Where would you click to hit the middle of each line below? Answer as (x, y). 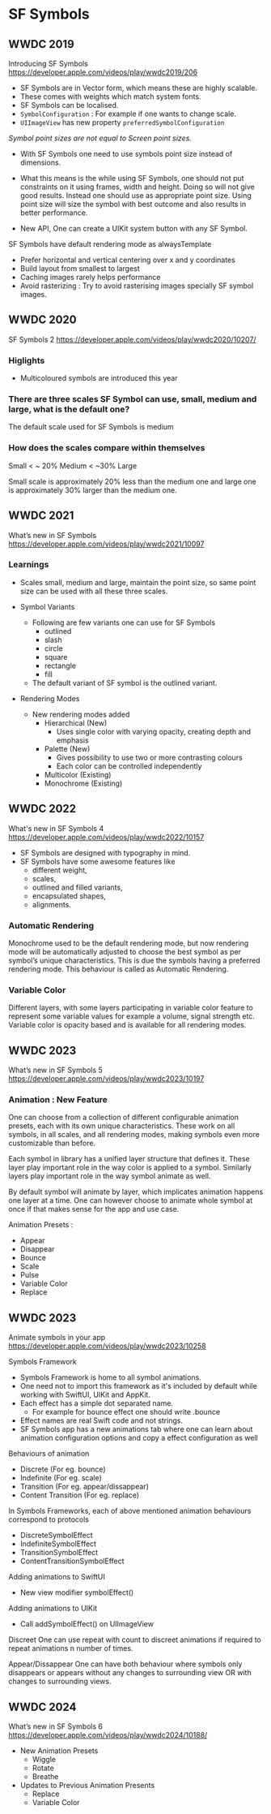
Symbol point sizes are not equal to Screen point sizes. (100, 138)
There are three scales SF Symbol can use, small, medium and (133, 399)
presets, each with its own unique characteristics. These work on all (122, 1126)
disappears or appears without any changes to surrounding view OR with (130, 1673)
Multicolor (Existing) (78, 774)
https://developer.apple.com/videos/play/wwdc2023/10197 (106, 1079)
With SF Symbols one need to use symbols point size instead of (126, 154)
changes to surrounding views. (60, 1682)
